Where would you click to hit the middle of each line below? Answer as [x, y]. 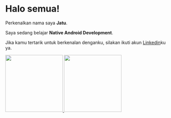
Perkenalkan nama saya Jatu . [36, 23]
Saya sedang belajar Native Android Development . [59, 32]
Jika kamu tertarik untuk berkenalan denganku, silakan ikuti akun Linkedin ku [86, 42]
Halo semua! [32, 9]
